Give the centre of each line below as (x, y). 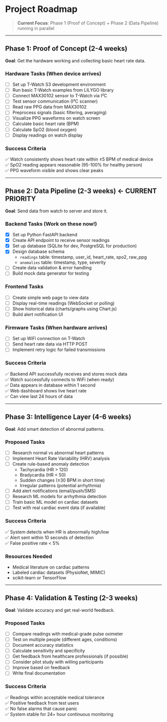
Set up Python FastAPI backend (45, 235)
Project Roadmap (42, 9)
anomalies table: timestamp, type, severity (63, 262)
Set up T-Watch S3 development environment (59, 85)
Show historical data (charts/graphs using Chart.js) (65, 309)
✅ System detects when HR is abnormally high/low (57, 532)
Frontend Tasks (24, 287)
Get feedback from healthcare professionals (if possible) (70, 656)
